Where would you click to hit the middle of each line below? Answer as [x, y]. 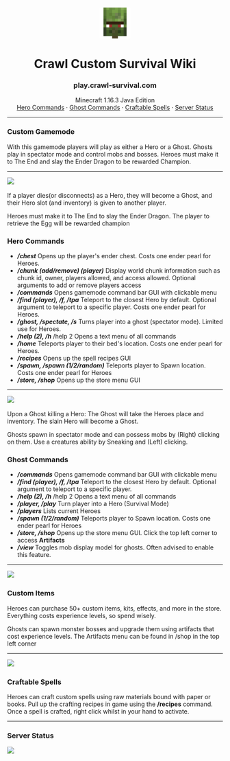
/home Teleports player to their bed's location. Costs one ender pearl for [119, 343]
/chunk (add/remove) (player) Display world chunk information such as [118, 271]
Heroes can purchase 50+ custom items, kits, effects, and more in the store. [114, 608]
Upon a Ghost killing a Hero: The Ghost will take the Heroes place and [105, 414]
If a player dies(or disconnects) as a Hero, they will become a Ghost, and [110, 195]
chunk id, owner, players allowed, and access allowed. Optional [106, 278]
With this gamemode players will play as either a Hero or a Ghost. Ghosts [110, 147]
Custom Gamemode [41, 132]
